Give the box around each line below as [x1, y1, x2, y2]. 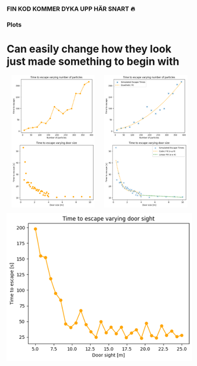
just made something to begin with [6, 55, 180, 68]
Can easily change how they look [6, 42, 172, 56]
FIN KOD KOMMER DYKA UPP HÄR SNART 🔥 [6, 5, 135, 13]
